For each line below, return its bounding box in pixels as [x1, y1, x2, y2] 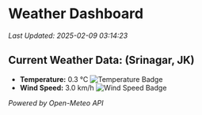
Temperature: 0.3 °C [19, 74, 89, 83]
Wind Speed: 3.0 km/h [19, 83, 95, 92]
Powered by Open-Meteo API [8, 98, 105, 107]
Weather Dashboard [8, 5, 144, 23]
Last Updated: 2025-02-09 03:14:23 [8, 31, 128, 40]
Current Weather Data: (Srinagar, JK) [8, 54, 196, 67]
